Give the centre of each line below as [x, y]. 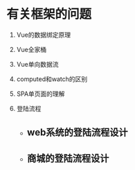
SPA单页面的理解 [40, 94]
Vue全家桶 [31, 49]
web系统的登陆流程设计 [77, 133]
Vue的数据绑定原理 [43, 35]
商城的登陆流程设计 [68, 158]
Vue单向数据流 [37, 64]
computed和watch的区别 [52, 79]
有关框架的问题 [49, 14]
